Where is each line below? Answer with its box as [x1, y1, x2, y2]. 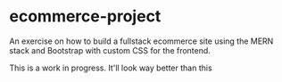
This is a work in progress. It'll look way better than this [9, 62, 212, 73]
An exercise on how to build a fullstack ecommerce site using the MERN [9, 36, 274, 46]
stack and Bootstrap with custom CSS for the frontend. [9, 45, 211, 55]
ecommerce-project [9, 6, 162, 27]
